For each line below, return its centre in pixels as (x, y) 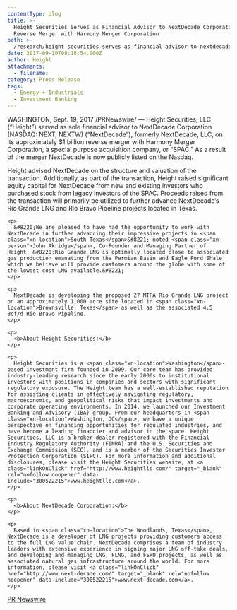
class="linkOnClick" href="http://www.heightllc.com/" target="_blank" (115, 469)
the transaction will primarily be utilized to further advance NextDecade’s (113, 201)
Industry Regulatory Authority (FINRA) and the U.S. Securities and (110, 444)
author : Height (30, 60)
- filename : (31, 73)
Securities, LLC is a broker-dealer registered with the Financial (109, 438)
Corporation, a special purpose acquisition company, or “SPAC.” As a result (117, 149)
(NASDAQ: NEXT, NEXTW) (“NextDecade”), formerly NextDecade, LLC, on (115, 134)
